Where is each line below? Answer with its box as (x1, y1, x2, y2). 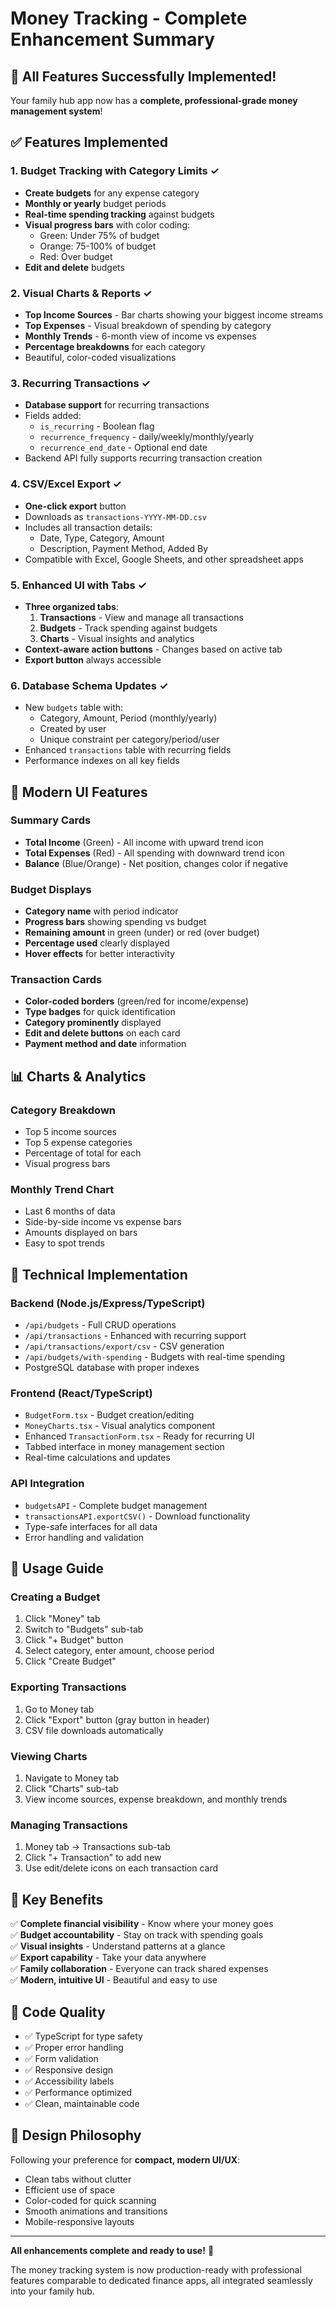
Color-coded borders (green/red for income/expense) (24, 995, 250, 1007)
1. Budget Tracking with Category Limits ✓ (10, 164, 220, 178)
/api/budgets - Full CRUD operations (24, 1319, 177, 1331)
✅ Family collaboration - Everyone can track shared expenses (10, 1963, 269, 1975)
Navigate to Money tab (24, 1772, 120, 1784)
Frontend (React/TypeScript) (10, 1387, 153, 1401)
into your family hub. (10, 2285, 95, 2297)
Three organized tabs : (24, 600, 119, 612)
